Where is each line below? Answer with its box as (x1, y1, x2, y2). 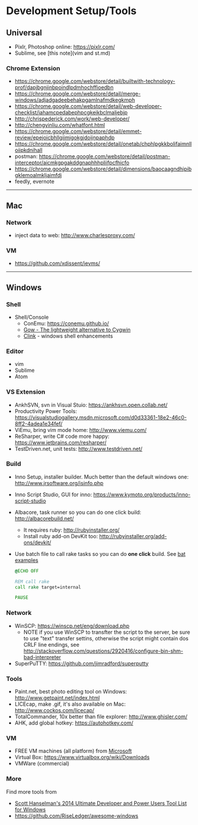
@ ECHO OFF (14, 568, 39, 574)
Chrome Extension (6, 64, 61, 72)
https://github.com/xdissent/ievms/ (14, 260, 100, 267)
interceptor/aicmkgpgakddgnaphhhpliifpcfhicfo (14, 159, 130, 166)
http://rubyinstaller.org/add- (99, 532, 167, 539)
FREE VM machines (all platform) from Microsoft (14, 748, 132, 755)
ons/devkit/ (23, 539, 51, 546)
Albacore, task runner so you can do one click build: (14, 509, 141, 516)
